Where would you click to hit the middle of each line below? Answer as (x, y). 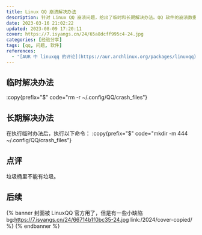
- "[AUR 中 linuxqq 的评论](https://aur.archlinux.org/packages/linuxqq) (104, 57)
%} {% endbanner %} (33, 226)
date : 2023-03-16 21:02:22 (40, 23)
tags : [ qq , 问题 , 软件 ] (34, 46)
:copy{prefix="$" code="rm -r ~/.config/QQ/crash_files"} (77, 98)
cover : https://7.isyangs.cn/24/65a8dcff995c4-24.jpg (75, 34)
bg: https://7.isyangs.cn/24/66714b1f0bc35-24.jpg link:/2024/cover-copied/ (99, 219)
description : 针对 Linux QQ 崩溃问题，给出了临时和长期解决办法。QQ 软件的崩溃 (97, 17)
